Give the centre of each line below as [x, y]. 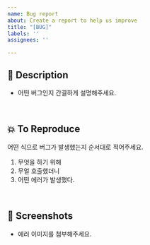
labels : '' [23, 34]
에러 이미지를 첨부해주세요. [54, 234]
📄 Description [38, 75]
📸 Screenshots [40, 216]
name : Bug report [33, 14]
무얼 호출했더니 [39, 171]
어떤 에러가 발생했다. [46, 179]
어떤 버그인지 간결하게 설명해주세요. [67, 92]
